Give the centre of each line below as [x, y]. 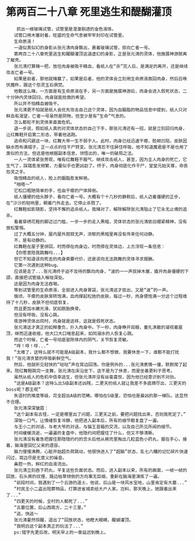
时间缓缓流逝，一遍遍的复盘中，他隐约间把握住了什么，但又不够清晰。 [85, 433]
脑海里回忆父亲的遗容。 [38, 445]
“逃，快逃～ [26, 514]
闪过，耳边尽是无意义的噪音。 [36, 458]
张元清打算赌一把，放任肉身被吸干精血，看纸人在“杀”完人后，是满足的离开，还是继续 [101, 66]
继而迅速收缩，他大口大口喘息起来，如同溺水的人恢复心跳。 [75, 333]
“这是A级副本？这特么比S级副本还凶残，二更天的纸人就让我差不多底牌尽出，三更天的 [100, 383]
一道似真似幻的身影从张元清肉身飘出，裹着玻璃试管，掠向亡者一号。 [83, 47]
